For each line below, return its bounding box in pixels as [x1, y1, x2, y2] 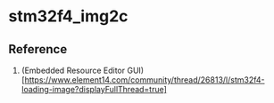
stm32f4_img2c [8, 6, 129, 27]
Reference [8, 42, 68, 57]
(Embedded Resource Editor [21, 65, 126, 75]
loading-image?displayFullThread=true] [21, 84, 167, 94]
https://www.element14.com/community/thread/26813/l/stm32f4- [24, 75, 265, 85]
